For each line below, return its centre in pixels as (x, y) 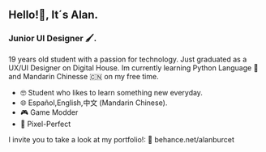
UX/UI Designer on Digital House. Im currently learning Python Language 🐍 (133, 68)
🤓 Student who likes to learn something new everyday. (111, 92)
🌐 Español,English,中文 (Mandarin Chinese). (94, 103)
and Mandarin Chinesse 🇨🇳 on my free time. (84, 76)
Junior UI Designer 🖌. (53, 39)
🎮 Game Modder (49, 112)
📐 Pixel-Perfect (45, 124)
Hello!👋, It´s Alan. (54, 15)
